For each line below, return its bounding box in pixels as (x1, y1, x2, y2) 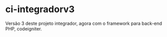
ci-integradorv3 (5, 4, 75, 15)
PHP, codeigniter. (5, 25, 42, 31)
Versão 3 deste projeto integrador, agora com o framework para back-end (5, 20, 162, 26)
